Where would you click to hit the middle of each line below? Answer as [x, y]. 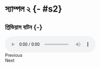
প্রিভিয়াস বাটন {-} [24, 27]
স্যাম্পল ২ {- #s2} [34, 9]
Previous [14, 55]
